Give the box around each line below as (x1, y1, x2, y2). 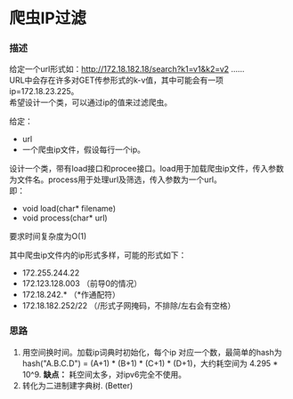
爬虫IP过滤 (9, 8, 87, 28)
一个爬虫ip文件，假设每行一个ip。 (21, 144, 145, 156)
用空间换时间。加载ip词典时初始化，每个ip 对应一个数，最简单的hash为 (21, 347, 282, 357)
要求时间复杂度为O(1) (9, 231, 87, 242)
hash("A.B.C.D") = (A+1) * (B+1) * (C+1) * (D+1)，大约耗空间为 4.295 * (21, 357, 279, 369)
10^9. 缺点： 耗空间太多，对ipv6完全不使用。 (21, 369, 187, 379)
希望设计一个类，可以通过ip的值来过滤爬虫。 (9, 97, 172, 108)
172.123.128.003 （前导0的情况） (21, 278, 142, 289)
